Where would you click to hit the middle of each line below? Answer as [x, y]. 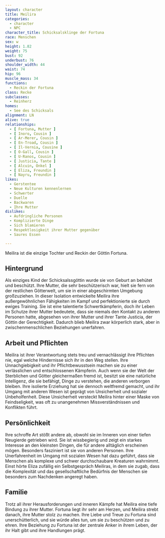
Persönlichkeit [28, 423]
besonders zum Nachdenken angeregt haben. [52, 476]
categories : [17, 19]
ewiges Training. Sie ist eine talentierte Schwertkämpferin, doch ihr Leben [80, 307]
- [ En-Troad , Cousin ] [34, 143]
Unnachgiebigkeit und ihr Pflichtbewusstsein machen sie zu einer [71, 365]
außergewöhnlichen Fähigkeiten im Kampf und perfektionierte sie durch [78, 301]
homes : [12, 106]
